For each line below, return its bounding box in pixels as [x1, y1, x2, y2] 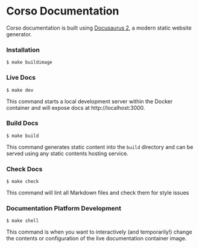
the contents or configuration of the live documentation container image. [6, 235, 187, 242]
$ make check [6, 179, 39, 185]
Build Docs [6, 119, 39, 127]
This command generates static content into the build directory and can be [6, 143, 194, 150]
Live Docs [6, 74, 36, 82]
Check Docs [6, 165, 43, 173]
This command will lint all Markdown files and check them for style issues [6, 189, 189, 197]
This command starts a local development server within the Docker [6, 98, 173, 105]
